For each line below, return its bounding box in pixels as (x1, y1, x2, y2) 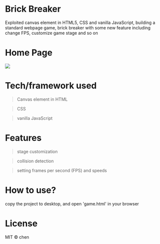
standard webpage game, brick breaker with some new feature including (5, 24, 151, 30)
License (5, 218, 38, 229)
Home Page (5, 47, 53, 58)
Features (5, 133, 42, 143)
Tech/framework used (5, 80, 97, 91)
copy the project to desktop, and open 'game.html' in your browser (5, 200, 140, 206)
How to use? (5, 184, 56, 196)
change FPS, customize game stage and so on (5, 30, 98, 36)
